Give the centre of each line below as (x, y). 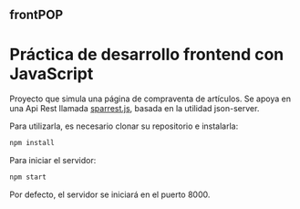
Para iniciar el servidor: (53, 161)
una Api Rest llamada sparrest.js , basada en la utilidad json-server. (134, 109)
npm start (28, 177)
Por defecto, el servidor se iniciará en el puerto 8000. (110, 194)
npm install (32, 143)
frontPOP (36, 15)
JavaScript (52, 73)
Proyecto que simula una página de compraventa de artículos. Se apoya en (150, 99)
